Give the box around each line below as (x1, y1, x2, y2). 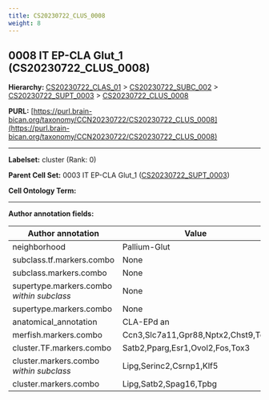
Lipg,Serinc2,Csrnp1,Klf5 (122, 361, 219, 372)
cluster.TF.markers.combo (12, 342, 112, 354)
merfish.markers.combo (12, 330, 102, 341)
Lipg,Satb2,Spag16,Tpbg (122, 378, 218, 390)
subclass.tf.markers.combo (12, 254, 114, 266)
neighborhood (12, 242, 66, 253)
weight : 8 (8, 19, 42, 27)
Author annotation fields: (8, 209, 94, 218)
